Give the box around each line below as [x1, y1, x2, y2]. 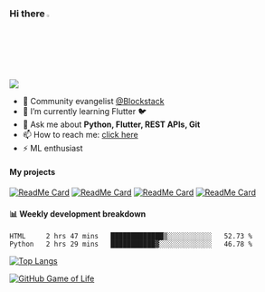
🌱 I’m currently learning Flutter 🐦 [22, 105, 147, 116]
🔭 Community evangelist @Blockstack [22, 95, 165, 106]
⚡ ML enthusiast [22, 142, 83, 153]
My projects [9, 167, 56, 178]
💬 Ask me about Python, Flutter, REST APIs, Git [22, 119, 201, 130]
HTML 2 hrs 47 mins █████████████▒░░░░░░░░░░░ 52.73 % [9, 232, 253, 241]
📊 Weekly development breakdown [9, 208, 147, 219]
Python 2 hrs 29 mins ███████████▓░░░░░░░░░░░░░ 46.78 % [9, 239, 253, 249]
